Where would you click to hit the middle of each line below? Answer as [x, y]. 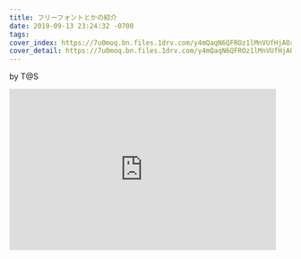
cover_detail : [36, 51]
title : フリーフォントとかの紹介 [64, 17]
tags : [19, 34]
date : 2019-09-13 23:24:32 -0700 [72, 26]
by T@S [24, 76]
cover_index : [34, 43]
